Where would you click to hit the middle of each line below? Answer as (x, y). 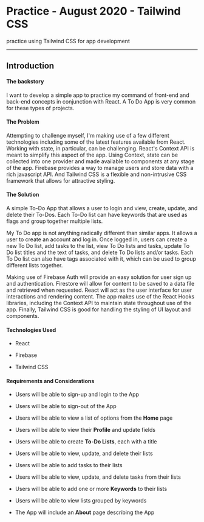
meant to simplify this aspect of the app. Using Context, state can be (92, 155)
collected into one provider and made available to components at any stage (100, 161)
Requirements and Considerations (50, 381)
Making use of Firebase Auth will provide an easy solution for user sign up (99, 277)
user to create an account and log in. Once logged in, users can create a (97, 239)
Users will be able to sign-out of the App (66, 406)
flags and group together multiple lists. (55, 221)
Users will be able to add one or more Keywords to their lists (91, 489)
